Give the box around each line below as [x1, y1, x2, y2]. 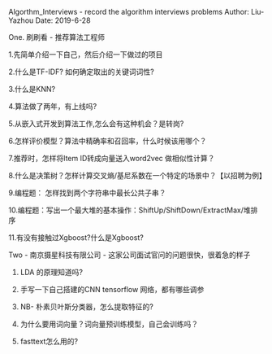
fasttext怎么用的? [19, 337, 79, 346]
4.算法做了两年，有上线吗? [8, 102, 97, 111]
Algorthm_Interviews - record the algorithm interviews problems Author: [8, 7, 250, 16]
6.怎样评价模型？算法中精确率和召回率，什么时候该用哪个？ [8, 136, 207, 146]
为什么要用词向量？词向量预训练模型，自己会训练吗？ [19, 319, 199, 329]
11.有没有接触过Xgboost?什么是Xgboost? [8, 233, 144, 243]
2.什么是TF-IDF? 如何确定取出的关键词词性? [8, 67, 154, 76]
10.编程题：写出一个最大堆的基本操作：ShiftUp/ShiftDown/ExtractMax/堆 [8, 205, 251, 215]
